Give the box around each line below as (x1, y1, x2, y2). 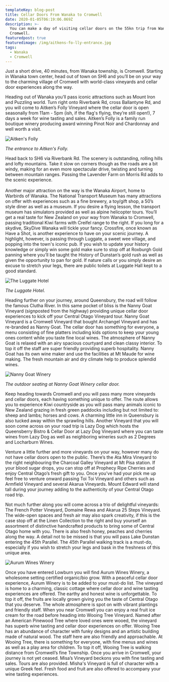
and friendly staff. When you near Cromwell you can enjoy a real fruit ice (5, 607, 155, 613)
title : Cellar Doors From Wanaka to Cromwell (5, 12, 102, 17)
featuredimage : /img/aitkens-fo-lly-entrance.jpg (5, 40, 112, 45)
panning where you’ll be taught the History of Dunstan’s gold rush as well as (5, 252, 163, 258)
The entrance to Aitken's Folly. (5, 146, 69, 152)
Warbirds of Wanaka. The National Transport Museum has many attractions (5, 193, 161, 199)
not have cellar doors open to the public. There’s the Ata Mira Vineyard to (5, 454, 157, 461)
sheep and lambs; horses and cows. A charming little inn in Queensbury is (5, 412, 159, 419)
